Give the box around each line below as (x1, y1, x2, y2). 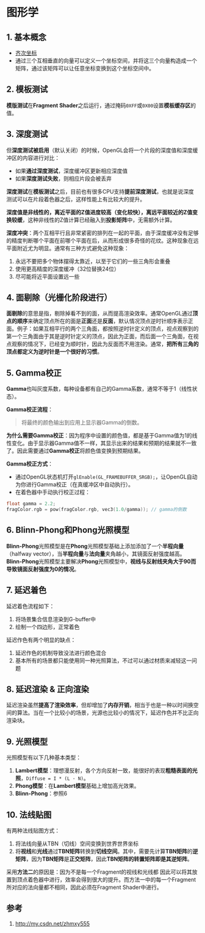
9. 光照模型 (6, 736, 48, 747)
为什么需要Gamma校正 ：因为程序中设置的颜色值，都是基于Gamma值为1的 (6, 432, 192, 439)
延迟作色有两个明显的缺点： (6, 636, 76, 643)
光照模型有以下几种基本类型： (6, 754, 81, 761)
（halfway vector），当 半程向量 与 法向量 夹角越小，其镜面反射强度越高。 (6, 550, 185, 557)
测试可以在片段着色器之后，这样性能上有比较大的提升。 (6, 195, 145, 203)
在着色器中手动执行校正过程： (15, 488, 90, 496)
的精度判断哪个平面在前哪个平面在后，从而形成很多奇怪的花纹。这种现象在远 (6, 236, 199, 244)
